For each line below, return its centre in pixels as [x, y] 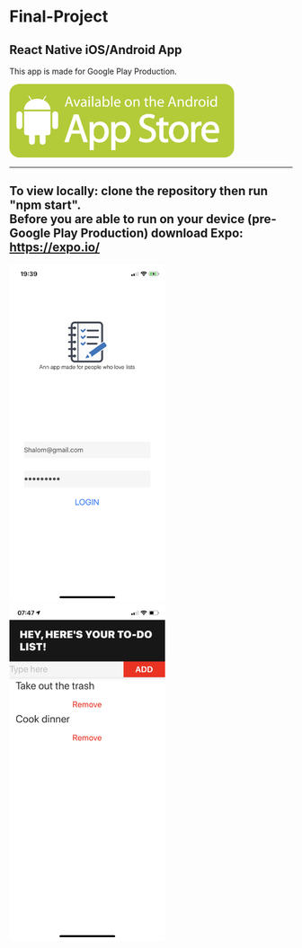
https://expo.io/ [55, 248]
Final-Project [59, 17]
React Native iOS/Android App [96, 50]
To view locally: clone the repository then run [138, 191]
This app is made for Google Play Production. [93, 71]
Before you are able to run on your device [127, 219]
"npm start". [45, 206]
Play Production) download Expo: [148, 233]
